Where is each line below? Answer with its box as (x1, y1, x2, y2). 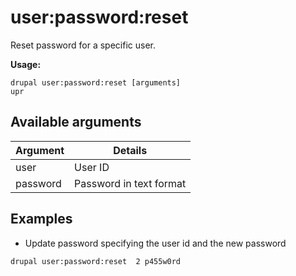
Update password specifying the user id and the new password (24, 237, 287, 249)
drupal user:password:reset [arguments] (10, 77, 182, 88)
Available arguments (10, 114, 142, 131)
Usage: (10, 58, 42, 70)
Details (113, 143, 148, 157)
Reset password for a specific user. (10, 39, 156, 51)
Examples (10, 211, 73, 228)
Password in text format (74, 176, 187, 190)
